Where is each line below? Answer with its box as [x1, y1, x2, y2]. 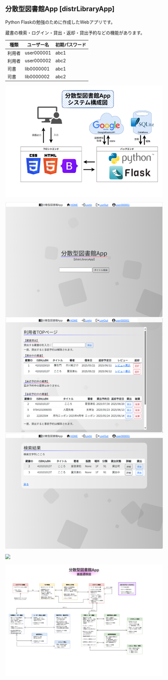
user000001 [24, 50, 51, 56]
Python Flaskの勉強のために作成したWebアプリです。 [5, 19, 115, 25]
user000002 [24, 58, 51, 64]
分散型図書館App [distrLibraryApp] [5, 5, 115, 14]
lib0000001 [24, 66, 50, 72]
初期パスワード [55, 42, 86, 48]
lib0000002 [24, 73, 50, 79]
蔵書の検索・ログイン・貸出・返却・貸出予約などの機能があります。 [5, 30, 145, 36]
